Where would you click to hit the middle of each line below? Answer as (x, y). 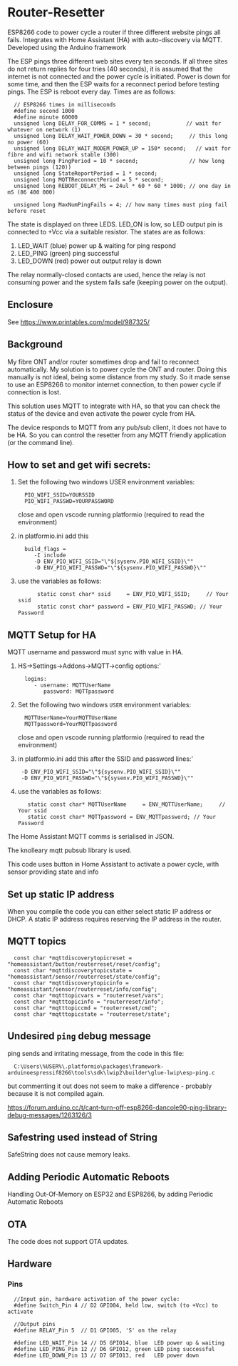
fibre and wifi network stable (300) (63, 154)
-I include (50, 555)
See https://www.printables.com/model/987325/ (78, 321)
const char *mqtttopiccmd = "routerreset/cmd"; (86, 1008)
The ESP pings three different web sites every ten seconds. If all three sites (118, 61)
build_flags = (45, 549)
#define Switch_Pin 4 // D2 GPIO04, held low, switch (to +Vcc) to (116, 1305)
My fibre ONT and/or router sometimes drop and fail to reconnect (103, 362)
